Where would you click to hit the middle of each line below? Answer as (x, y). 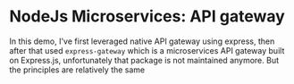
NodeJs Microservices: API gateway (147, 17)
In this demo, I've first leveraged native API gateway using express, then (142, 41)
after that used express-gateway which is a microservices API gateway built (147, 50)
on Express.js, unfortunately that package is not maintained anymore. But (144, 60)
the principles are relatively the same (77, 70)
